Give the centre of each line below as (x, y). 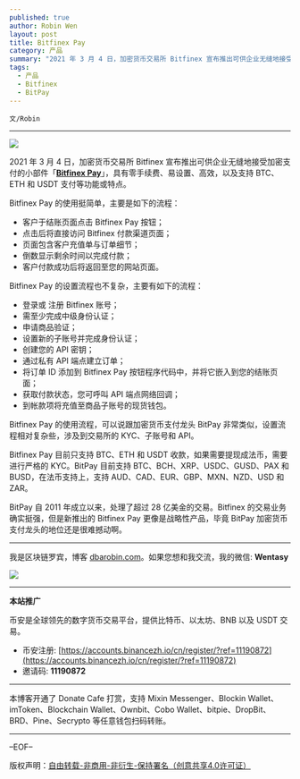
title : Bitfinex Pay (48, 42)
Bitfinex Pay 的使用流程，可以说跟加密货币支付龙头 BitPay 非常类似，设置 (144, 424)
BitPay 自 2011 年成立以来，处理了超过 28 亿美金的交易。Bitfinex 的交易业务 (148, 507)
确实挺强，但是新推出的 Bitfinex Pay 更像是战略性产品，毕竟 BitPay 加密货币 (149, 518)
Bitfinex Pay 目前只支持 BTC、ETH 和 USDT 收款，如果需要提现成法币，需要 (149, 454)
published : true (39, 17)
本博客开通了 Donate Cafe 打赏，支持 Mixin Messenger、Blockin (128, 698)
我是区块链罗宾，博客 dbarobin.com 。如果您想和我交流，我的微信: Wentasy (149, 556)
